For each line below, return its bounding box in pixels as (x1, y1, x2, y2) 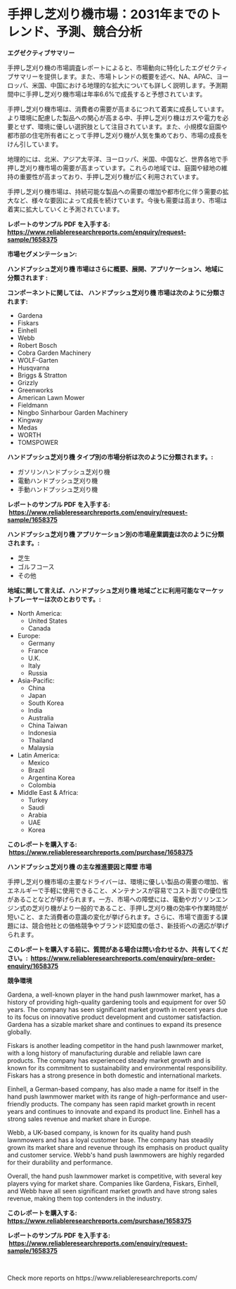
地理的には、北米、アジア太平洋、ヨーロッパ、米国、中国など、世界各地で (7, 155, 223, 163)
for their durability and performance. (7, 1158, 113, 1167)
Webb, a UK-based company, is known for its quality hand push (7, 1128, 191, 1136)
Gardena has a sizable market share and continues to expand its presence (7, 1020, 223, 1028)
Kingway (17, 415, 44, 424)
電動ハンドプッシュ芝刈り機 (17, 476, 98, 485)
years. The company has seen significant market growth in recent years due (7, 1005, 228, 1013)
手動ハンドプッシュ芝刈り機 (17, 485, 98, 493)
